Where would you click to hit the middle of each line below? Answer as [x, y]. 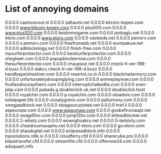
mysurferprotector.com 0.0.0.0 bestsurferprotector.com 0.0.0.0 [68, 53]
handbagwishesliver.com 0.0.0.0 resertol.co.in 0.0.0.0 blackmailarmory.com [81, 74]
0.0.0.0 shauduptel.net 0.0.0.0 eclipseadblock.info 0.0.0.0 [63, 131]
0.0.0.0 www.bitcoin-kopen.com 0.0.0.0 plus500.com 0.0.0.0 [66, 27]
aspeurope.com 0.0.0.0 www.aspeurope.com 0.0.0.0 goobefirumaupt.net [78, 110]
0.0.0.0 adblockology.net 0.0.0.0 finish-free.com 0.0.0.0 [61, 48]
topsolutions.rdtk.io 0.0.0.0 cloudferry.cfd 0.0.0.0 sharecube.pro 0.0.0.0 [77, 136]
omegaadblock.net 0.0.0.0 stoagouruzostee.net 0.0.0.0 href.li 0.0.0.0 [73, 105]
